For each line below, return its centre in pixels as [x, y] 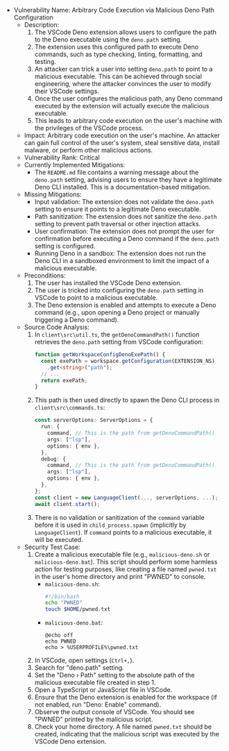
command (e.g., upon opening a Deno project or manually [117, 312]
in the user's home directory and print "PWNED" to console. [120, 576]
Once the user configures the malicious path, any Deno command [128, 99]
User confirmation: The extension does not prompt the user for [124, 231]
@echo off [59, 635]
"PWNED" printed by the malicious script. [94, 719]
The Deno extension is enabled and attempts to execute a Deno [125, 305]
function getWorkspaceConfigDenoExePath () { [100, 355]
